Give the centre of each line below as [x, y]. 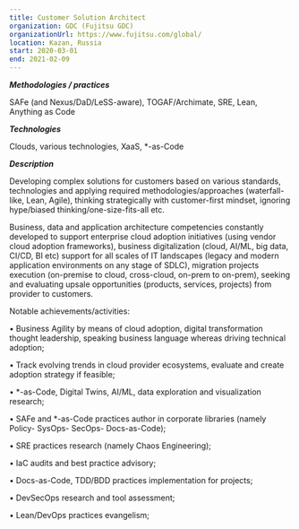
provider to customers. [51, 294]
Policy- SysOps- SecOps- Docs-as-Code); [88, 428]
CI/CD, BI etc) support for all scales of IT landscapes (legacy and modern [144, 256]
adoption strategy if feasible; [62, 374]
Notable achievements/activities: [69, 311]
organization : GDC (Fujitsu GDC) [72, 26]
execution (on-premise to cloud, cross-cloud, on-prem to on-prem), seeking [150, 275]
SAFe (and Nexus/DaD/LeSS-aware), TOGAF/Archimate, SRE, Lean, [133, 102]
